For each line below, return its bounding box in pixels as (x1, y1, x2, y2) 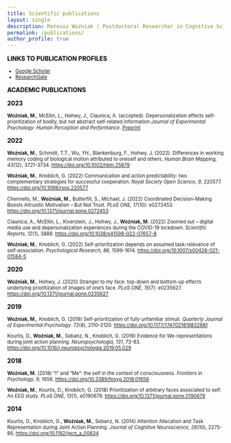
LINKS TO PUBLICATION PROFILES (7, 54, 108, 63)
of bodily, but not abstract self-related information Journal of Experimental (36, 118, 206, 126)
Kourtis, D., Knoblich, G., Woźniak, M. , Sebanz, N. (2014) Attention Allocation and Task (7, 418, 204, 425)
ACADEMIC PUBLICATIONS (7, 86, 87, 94)
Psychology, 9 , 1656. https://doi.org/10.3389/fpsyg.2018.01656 (7, 376, 149, 383)
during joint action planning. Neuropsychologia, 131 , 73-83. (7, 339, 141, 345)
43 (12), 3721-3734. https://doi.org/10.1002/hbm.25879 (7, 162, 131, 169)
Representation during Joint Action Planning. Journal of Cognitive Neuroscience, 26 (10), (7, 424, 208, 431)
